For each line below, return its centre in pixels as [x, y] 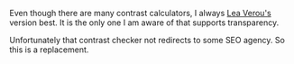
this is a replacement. [49, 50]
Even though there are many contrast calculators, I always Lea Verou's [141, 13]
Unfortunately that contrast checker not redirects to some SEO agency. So [147, 40]
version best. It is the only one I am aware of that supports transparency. [144, 23]
